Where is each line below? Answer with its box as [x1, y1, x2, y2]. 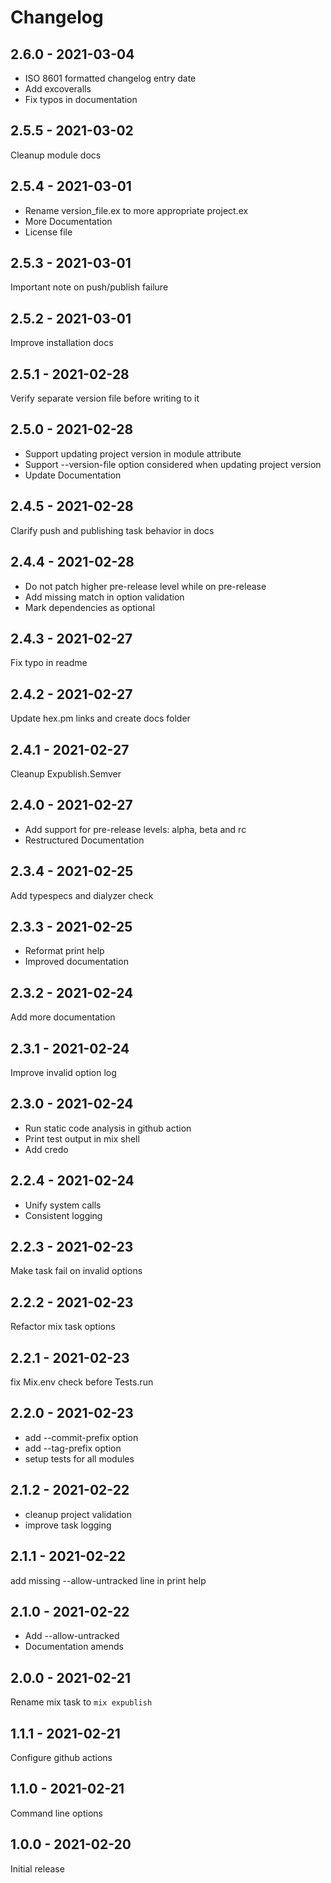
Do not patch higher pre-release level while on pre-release [24, 580, 267, 592]
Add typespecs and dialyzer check [10, 889, 154, 901]
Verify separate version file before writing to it [10, 392, 200, 405]
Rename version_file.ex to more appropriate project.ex [24, 204, 249, 216]
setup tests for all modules [24, 1452, 135, 1465]
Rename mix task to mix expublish [10, 1696, 153, 1708]
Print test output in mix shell [24, 1132, 140, 1145]
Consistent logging [24, 1209, 103, 1221]
